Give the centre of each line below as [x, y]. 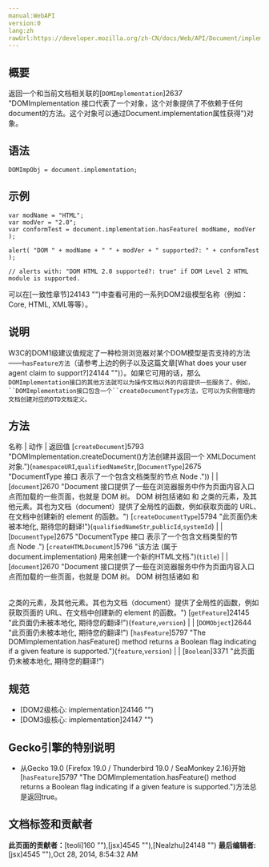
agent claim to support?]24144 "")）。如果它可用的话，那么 [105, 372]
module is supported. [44, 278]
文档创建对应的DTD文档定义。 [50, 399]
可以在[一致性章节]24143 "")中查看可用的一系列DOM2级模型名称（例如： [128, 294]
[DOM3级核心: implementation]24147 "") [86, 720]
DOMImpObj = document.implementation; [73, 170]
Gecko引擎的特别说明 [62, 747]
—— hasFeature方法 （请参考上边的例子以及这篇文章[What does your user [127, 363]
